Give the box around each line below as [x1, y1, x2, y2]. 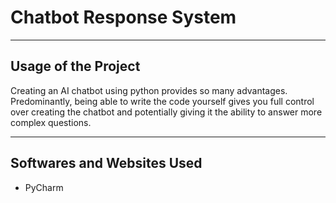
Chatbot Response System [10, 6, 237, 29]
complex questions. [10, 116, 92, 128]
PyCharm [24, 181, 64, 193]
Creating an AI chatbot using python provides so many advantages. [10, 84, 288, 96]
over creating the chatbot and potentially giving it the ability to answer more [10, 106, 323, 118]
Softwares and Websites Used [10, 155, 203, 172]
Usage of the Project [10, 58, 141, 75]
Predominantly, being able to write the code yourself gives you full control [10, 95, 315, 107]
